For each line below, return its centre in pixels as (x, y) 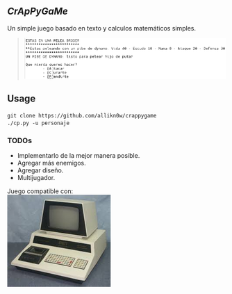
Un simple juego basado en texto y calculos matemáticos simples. (102, 28)
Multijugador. (36, 178)
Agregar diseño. (40, 170)
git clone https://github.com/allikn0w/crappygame (82, 116)
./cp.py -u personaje (39, 123)
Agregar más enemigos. (52, 163)
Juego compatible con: (40, 191)
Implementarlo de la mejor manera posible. (78, 156)
